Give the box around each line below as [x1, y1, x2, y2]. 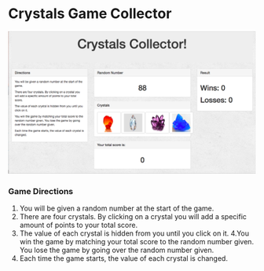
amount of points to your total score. [19, 221, 138, 230]
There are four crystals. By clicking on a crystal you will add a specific [19, 212, 247, 222]
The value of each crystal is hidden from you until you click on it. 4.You [19, 229, 250, 238]
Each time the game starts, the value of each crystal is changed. [19, 254, 228, 263]
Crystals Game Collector [8, 5, 172, 23]
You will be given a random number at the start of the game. [19, 203, 214, 213]
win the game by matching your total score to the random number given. [19, 237, 254, 247]
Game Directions [8, 185, 74, 196]
